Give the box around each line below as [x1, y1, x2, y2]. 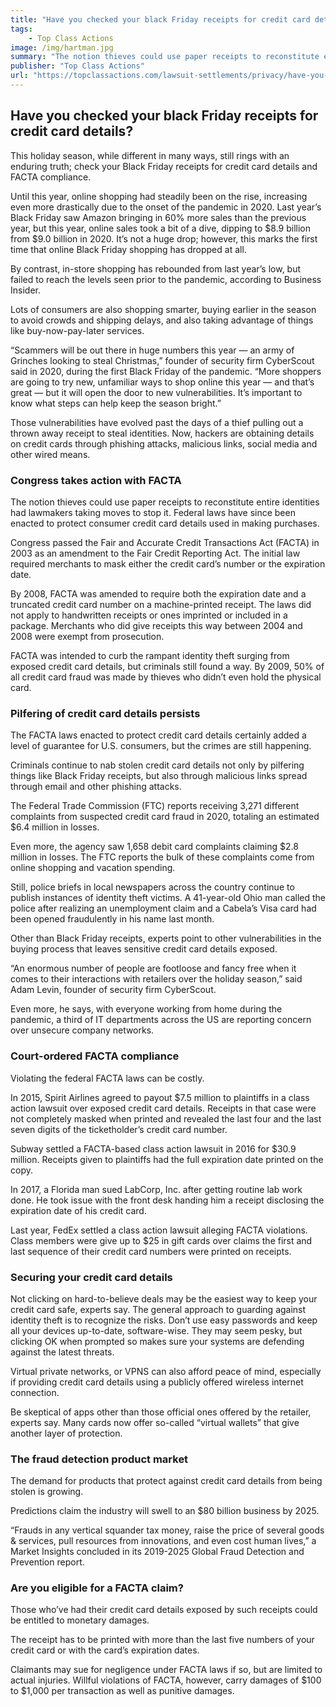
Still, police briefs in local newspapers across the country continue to [10, 881, 295, 893]
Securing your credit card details [10, 1270, 173, 1284]
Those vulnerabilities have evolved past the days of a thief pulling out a [10, 416, 304, 428]
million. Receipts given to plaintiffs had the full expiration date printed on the [10, 1153, 324, 1165]
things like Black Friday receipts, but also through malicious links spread [10, 770, 308, 782]
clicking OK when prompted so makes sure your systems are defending [10, 1335, 305, 1347]
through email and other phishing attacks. [10, 781, 182, 793]
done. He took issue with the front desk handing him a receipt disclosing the [10, 1194, 325, 1206]
